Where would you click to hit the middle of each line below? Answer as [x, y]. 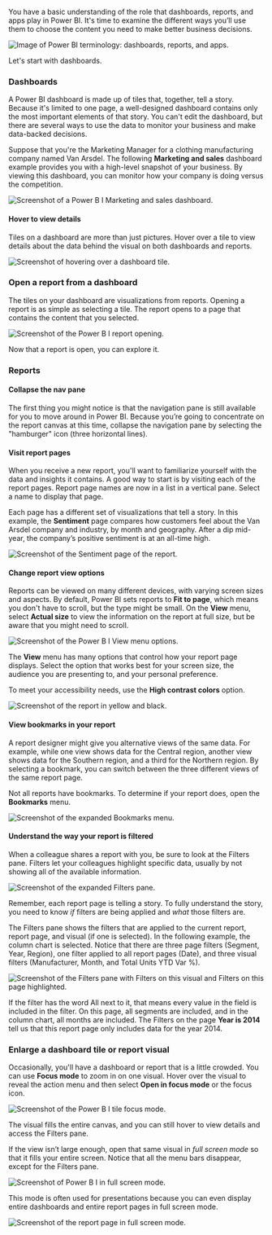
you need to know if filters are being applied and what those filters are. [127, 912]
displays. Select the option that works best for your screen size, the [121, 666]
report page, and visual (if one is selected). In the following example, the [130, 936]
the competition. [36, 185]
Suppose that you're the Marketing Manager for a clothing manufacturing [131, 150]
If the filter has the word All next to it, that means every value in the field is [133, 1002]
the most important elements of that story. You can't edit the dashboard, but [136, 116]
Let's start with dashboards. [55, 61]
